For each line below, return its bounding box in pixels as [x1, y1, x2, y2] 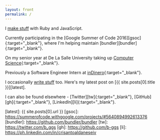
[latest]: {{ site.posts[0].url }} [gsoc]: [5, 109, 79, 114]
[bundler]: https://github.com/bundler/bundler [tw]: [5, 119, 108, 125]
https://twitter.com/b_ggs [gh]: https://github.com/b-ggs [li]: [5, 124, 127, 130]
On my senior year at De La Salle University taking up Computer [5, 55, 134, 60]
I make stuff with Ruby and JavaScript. [5, 25, 83, 31]
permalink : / [5, 12, 32, 17]
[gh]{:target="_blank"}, [5, 99, 51, 105]
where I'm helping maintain [44, 40, 99, 46]
